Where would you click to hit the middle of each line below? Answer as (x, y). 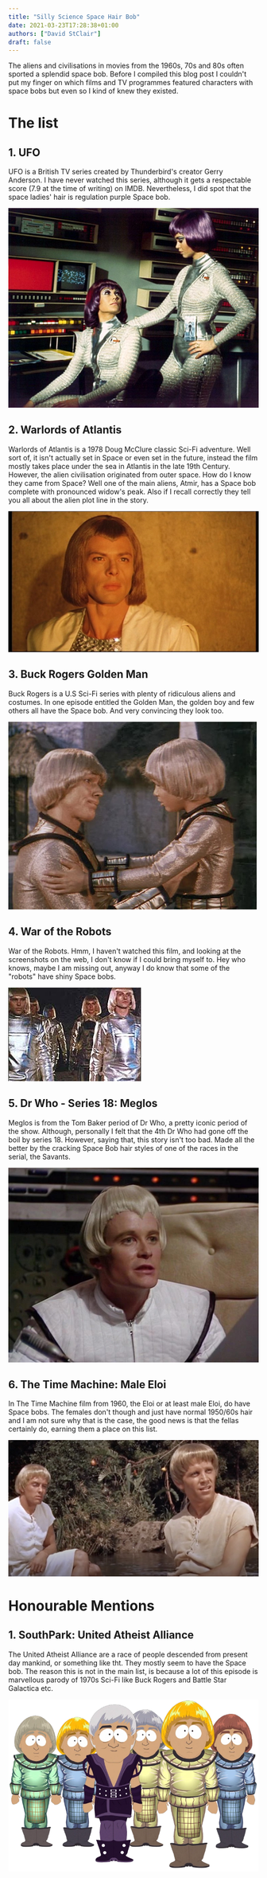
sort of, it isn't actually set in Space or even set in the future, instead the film (133, 457)
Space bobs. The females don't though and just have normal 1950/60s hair (130, 1412)
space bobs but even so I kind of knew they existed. (93, 91)
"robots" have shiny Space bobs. (62, 976)
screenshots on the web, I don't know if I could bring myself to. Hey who (127, 959)
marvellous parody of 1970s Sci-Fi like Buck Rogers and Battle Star (118, 1680)
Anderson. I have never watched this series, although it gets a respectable (130, 180)
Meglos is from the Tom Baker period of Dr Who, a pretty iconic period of (128, 1122)
